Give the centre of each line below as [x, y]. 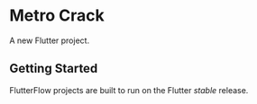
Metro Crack [57, 16]
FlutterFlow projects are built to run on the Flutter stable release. [129, 90]
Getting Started [54, 69]
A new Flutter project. [50, 40]
